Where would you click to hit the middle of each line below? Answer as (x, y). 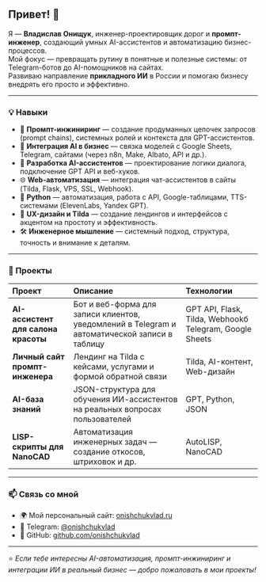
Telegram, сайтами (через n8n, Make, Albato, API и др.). (113, 154)
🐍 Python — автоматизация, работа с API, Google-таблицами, (124, 197)
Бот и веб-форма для (115, 304)
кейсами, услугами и (114, 367)
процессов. (28, 50)
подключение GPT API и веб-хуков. (80, 172)
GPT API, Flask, (214, 310)
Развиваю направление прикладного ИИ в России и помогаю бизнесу (128, 75)
